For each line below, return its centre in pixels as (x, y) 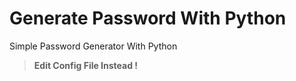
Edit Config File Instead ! (86, 65)
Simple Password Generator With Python (93, 46)
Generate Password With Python (148, 18)
